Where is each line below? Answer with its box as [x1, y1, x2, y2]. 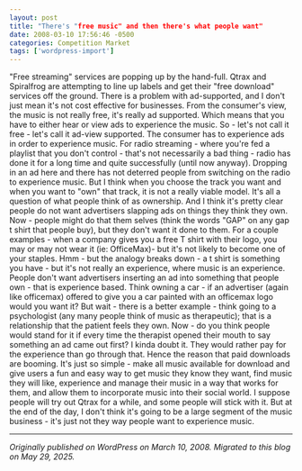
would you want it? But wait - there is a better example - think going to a [9, 301, 277, 312]
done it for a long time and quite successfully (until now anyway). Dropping [9, 158, 288, 168]
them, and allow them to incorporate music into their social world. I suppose [9, 387, 290, 398]
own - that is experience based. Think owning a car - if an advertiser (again [9, 282, 289, 293]
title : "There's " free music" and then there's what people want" [9, 22, 263, 31]
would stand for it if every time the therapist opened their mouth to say [9, 330, 271, 340]
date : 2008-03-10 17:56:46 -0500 [9, 30, 135, 39]
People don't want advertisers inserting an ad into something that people [9, 272, 280, 284]
